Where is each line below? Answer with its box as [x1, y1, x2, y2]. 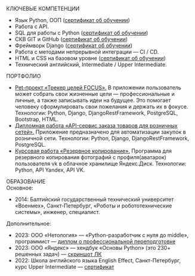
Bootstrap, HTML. [14, 116, 58, 123]
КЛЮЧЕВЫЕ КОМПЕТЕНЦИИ [6, 5, 80, 12]
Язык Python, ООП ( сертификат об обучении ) [14, 17, 130, 23]
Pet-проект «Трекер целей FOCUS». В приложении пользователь [14, 84, 181, 91]
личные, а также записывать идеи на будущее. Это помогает [14, 97, 171, 104]
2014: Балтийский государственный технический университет [14, 196, 174, 203]
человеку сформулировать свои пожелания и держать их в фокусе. [14, 103, 188, 110]
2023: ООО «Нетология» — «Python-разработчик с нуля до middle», [14, 232, 189, 238]
